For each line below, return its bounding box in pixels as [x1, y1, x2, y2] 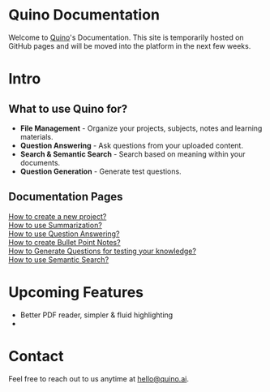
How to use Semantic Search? [8, 254, 109, 265]
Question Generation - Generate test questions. [19, 166, 182, 176]
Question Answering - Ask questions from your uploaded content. [19, 140, 243, 150]
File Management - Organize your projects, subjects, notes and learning [19, 123, 263, 133]
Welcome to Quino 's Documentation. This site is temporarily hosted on [8, 32, 245, 42]
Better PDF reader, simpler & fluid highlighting [19, 310, 174, 320]
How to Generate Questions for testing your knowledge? [8, 246, 197, 256]
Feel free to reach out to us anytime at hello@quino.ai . [8, 373, 189, 383]
